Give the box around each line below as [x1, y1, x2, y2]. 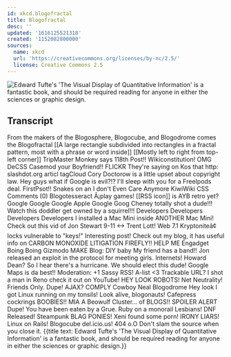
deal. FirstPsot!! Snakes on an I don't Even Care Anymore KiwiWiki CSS [7, 184, 209, 193]
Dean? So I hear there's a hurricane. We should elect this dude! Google [7, 261, 209, 269]
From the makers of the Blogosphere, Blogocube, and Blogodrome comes [7, 133, 217, 142]
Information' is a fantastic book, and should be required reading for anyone [7, 334, 221, 342]
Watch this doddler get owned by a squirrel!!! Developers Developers [7, 206, 203, 215]
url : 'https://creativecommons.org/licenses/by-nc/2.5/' [13, 55, 181, 62]
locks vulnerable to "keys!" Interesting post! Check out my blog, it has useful [7, 232, 225, 240]
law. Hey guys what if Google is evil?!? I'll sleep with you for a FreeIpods [7, 177, 212, 186]
